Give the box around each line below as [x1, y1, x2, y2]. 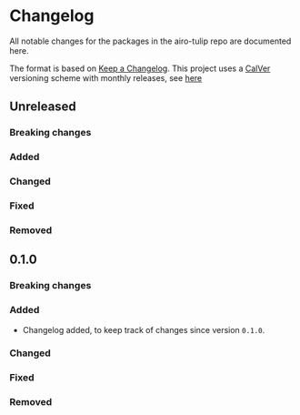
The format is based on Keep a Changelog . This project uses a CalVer [9, 63, 271, 74]
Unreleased [9, 99, 77, 115]
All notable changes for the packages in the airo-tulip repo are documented [9, 35, 292, 46]
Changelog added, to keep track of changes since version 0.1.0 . [22, 324, 265, 335]
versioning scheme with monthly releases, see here [9, 72, 203, 83]
